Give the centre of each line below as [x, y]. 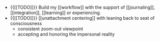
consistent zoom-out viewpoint [50, 29]
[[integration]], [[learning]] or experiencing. [56, 13]
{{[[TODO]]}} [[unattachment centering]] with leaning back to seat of [82, 18]
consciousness [26, 23]
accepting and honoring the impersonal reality [66, 34]
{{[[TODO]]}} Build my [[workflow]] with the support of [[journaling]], [83, 7]
